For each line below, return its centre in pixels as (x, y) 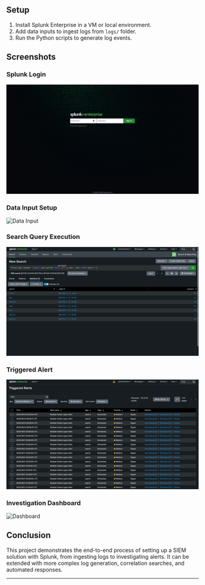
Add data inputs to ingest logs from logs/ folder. (76, 31)
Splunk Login (26, 75)
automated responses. (34, 569)
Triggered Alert (30, 369)
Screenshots (31, 57)
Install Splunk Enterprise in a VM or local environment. (83, 24)
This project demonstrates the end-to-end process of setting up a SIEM (96, 550)
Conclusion (29, 535)
